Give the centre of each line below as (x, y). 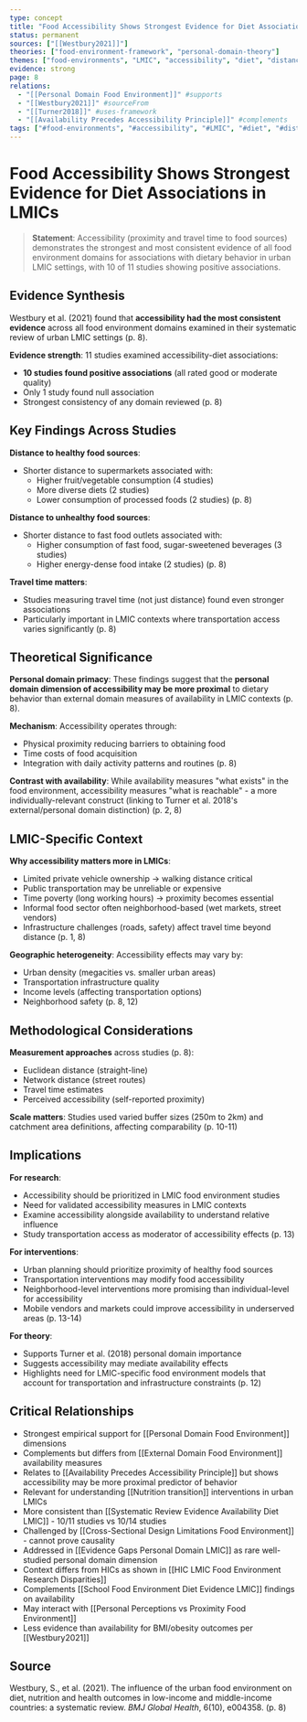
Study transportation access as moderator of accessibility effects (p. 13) (159, 1234)
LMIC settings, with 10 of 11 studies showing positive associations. (156, 267)
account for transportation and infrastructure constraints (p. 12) (142, 1383)
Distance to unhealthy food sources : (80, 517)
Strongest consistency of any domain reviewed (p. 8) (122, 401)
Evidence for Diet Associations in (138, 193)
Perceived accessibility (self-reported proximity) (114, 1099)
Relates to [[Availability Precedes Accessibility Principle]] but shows (150, 1472)
